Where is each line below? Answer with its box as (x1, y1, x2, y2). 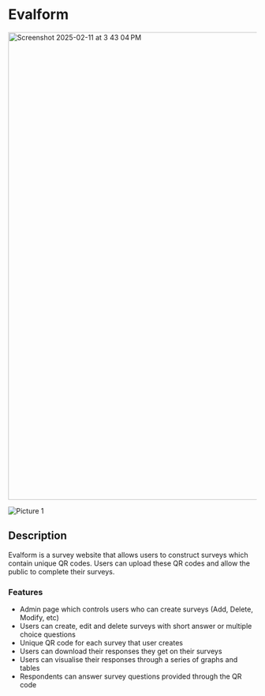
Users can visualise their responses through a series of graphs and (19, 655, 238, 664)
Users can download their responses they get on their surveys (19, 646, 222, 656)
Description (8, 529, 67, 543)
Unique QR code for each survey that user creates (19, 638, 184, 648)
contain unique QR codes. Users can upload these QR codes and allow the (8, 559, 251, 568)
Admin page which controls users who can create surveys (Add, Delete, (19, 604, 254, 614)
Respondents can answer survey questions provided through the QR (19, 672, 242, 681)
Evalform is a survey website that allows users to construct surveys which (8, 550, 248, 559)
